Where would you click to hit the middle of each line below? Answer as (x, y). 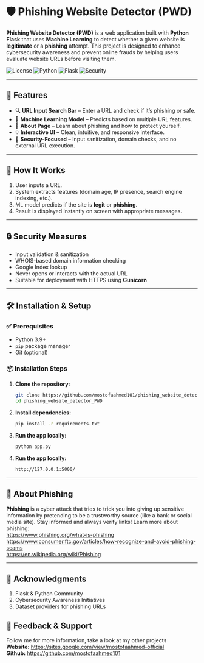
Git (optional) (32, 353)
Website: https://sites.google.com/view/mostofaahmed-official (85, 647)
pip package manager (43, 346)
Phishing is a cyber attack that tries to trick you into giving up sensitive (95, 509)
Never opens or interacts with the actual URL (71, 274)
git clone (28, 395)
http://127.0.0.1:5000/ (45, 469)
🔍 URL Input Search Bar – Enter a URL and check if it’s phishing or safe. (105, 110)
